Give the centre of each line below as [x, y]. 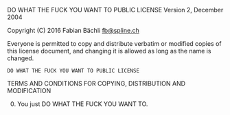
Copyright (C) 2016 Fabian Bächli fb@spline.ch [73, 30]
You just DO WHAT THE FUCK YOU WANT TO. [82, 104]
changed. [21, 58]
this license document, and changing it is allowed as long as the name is [109, 51]
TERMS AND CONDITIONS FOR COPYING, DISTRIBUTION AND [96, 84]
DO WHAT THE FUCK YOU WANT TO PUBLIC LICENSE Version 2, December [115, 10]
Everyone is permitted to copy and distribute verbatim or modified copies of [114, 43]
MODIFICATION [29, 91]
